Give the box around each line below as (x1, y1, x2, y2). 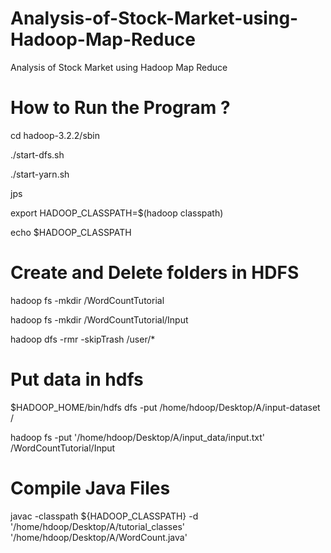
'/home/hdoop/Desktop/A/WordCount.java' (10, 531, 188, 543)
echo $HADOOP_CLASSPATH (10, 226, 132, 238)
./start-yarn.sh (10, 168, 70, 180)
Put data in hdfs (10, 368, 144, 391)
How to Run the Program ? (10, 97, 231, 119)
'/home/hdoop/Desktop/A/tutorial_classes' (10, 520, 185, 532)
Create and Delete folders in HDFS (10, 262, 300, 284)
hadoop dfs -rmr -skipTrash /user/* (10, 333, 156, 345)
